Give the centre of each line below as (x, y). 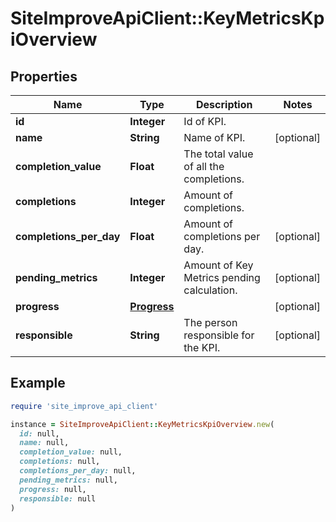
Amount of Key (218, 265)
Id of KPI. (205, 121)
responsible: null (58, 498)
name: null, (44, 443)
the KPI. (202, 347)
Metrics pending (222, 277)
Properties (44, 76)
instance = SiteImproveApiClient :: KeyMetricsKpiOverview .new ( (142, 424)
